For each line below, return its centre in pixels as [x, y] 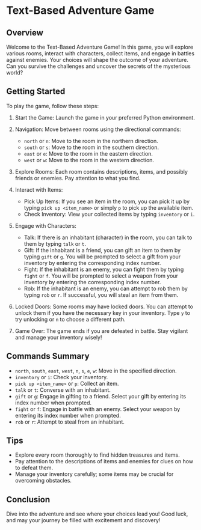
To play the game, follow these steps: [53, 106]
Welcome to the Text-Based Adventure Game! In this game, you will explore [100, 47]
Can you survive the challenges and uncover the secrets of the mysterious [99, 66]
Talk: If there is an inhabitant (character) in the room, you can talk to [108, 237]
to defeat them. [34, 468]
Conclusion [28, 499]
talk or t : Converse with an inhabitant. [63, 390]
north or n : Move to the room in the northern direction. [91, 141]
